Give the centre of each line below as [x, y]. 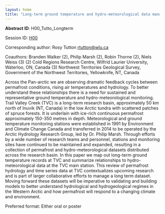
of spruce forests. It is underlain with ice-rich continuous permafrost [74, 113]
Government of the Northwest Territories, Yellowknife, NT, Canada [72, 72]
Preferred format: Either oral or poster [43, 206]
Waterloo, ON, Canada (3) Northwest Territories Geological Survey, [73, 67]
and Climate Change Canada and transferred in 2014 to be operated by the [81, 129]
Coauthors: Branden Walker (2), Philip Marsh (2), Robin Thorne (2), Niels [78, 56]
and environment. [23, 196]
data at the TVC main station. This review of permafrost [92, 165]
